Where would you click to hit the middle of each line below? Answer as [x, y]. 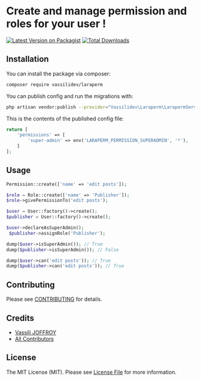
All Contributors [34, 338]
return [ [17, 129]
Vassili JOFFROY [36, 332]
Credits [20, 318]
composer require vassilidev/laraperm [54, 84]
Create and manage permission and [97, 11]
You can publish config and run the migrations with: [70, 96]
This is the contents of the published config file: [65, 119]
